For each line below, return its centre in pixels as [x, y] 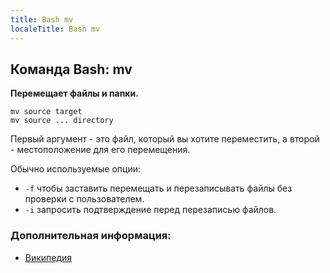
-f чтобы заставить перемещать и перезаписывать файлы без [158, 188]
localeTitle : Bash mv [55, 29]
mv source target [46, 112]
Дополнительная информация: [91, 236]
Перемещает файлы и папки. [74, 93]
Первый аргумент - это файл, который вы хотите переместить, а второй [165, 139]
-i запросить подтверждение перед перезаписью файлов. [150, 210]
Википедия [48, 257]
